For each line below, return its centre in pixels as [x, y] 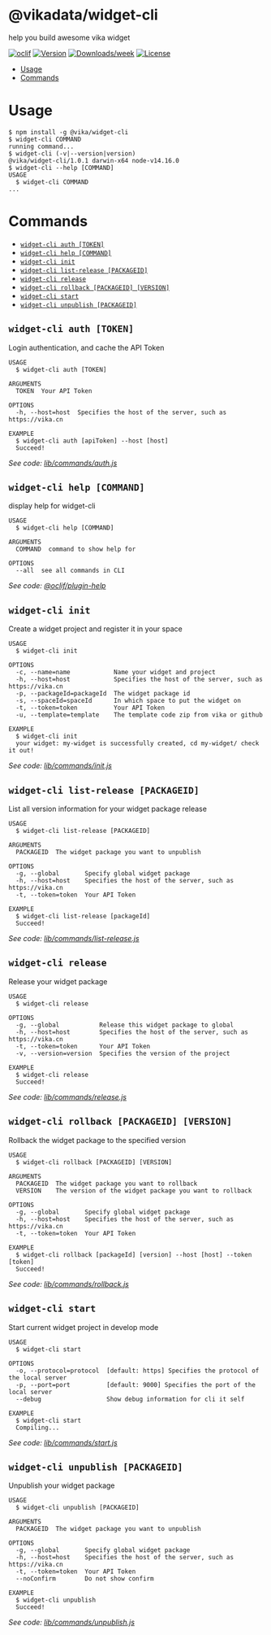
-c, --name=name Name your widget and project [116, 673]
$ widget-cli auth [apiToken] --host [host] [92, 441]
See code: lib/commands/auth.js [63, 463]
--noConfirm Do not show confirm [85, 1579]
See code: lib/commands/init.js [60, 765]
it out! [22, 751]
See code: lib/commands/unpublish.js [72, 1622]
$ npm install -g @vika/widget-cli [69, 132]
